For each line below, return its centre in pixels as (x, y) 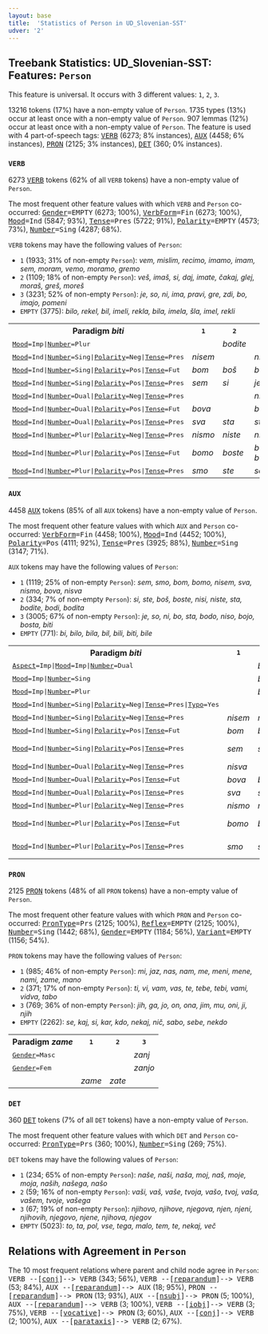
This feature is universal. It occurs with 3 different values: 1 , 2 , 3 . (114, 95)
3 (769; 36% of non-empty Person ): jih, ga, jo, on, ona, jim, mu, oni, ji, (134, 1005)
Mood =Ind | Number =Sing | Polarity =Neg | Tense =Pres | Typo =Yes (116, 705)
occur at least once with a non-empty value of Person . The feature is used (130, 127)
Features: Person (50, 75)
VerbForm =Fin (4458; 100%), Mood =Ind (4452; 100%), (134, 534)
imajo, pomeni (43, 303)
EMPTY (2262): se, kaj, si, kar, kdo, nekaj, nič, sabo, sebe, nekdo (124, 1022)
